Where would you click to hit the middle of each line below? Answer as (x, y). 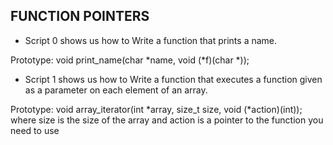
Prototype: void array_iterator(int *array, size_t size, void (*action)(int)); (156, 109)
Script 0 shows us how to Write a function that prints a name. (151, 40)
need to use (35, 130)
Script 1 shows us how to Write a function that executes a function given (173, 79)
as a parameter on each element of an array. (116, 90)
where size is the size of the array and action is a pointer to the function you (167, 120)
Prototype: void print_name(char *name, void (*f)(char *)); (130, 60)
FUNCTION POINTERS (80, 16)
